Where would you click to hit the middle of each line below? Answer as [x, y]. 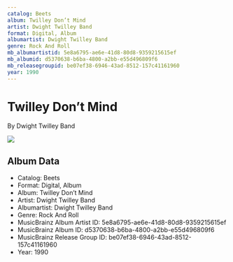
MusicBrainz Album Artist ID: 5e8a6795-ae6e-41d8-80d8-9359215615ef [122, 223]
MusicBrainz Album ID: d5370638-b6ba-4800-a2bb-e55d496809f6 [116, 230]
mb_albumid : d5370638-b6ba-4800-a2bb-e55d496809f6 [83, 59]
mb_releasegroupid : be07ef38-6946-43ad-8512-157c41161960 [93, 66]
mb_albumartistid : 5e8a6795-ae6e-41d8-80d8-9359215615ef [92, 53]
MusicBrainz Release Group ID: [62, 238]
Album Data [34, 161]
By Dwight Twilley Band [41, 126]
